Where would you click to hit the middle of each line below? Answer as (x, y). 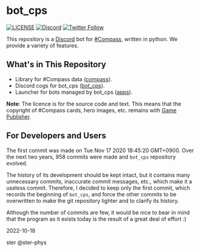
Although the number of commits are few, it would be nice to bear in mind (98, 212)
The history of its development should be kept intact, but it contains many (98, 175)
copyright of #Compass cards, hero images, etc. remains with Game (92, 110)
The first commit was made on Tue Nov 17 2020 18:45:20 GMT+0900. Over (100, 150)
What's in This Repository (56, 65)
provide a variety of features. (42, 45)
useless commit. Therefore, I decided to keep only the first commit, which (98, 188)
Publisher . (19, 116)
